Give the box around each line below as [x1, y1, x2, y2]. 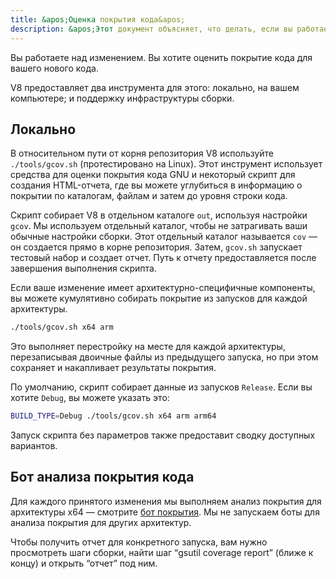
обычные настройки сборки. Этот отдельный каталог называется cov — [10, 231, 318, 243]
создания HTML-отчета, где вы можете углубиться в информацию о [10, 179, 303, 191]
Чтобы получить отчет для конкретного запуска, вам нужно [10, 536, 268, 548]
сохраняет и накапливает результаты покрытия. [10, 362, 217, 374]
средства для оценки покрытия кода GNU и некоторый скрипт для [10, 169, 296, 181]
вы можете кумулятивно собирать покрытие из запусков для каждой [10, 292, 308, 305]
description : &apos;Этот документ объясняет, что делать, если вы [10, 24, 293, 34]
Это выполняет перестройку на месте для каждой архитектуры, [10, 341, 286, 353]
